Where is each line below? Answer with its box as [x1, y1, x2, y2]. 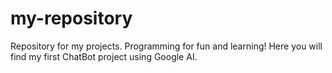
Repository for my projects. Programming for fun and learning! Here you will [10, 40, 323, 52]
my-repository [10, 7, 133, 30]
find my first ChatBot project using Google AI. [10, 50, 198, 62]
